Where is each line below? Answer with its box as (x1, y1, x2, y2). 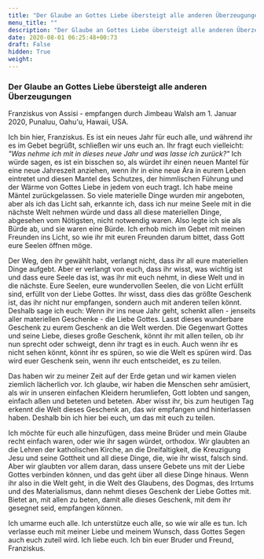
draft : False (8, 41, 51, 49)
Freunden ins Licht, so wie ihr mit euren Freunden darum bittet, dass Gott (8, 232, 245, 242)
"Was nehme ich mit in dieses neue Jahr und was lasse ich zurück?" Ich (8, 149, 242, 159)
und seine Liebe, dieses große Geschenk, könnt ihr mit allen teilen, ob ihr (8, 331, 244, 341)
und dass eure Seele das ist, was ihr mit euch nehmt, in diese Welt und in (8, 272, 245, 283)
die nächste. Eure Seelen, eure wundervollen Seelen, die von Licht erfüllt (8, 281, 244, 290)
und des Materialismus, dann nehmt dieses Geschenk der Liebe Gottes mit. (8, 487, 251, 496)
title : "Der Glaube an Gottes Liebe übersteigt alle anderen (8, 11, 213, 20)
